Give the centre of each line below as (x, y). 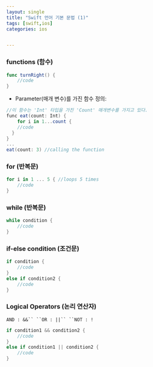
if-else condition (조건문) (43, 248)
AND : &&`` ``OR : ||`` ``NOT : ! (50, 320)
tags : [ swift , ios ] (29, 23)
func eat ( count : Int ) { (36, 116)
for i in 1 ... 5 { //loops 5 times (53, 180)
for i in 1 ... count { (44, 121)
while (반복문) (26, 208)
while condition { (29, 221)
